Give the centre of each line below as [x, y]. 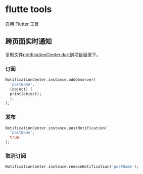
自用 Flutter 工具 [22, 24]
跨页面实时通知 [29, 41]
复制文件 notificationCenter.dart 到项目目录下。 [53, 55]
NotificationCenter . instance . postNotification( [56, 128]
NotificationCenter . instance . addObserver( [51, 80]
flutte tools [29, 9]
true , [16, 138]
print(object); [26, 94]
